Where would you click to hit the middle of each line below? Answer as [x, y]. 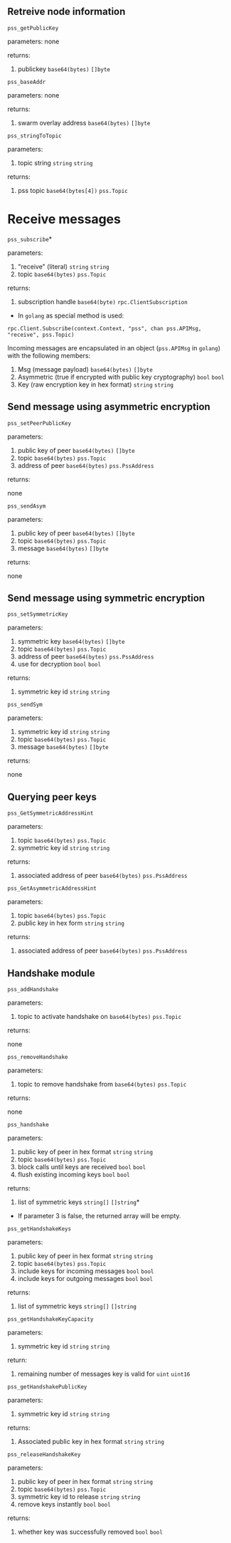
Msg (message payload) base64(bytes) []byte [85, 369]
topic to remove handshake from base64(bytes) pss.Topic [102, 1084]
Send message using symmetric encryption [106, 598]
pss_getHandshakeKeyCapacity [50, 1319]
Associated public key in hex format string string [91, 1442]
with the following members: [49, 355]
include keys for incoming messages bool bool [86, 1271]
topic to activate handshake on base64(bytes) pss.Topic [100, 1016]
